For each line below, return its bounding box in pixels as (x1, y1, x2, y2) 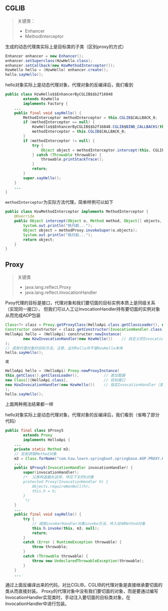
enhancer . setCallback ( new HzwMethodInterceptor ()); (5, 63, 115, 68)
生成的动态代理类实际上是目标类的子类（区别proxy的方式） (5, 44, 126, 50)
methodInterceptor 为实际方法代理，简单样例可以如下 (5, 199, 113, 205)
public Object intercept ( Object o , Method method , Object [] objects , (14, 219, 162, 224)
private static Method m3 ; (14, 446, 70, 452)
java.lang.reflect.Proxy (24, 284, 71, 290)
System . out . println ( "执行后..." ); (23, 232, 93, 237)
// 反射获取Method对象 (14, 451, 57, 456)
